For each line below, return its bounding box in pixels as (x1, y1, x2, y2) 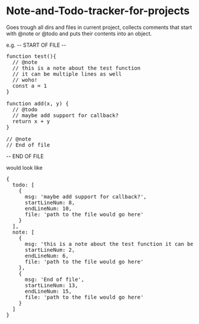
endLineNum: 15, (24, 288, 72, 294)
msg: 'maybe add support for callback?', (24, 193, 147, 200)
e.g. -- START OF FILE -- (6, 41, 67, 48)
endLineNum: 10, (24, 205, 72, 212)
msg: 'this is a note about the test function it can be (24, 241, 194, 247)
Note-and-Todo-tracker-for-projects (6, 4, 190, 18)
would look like (6, 164, 43, 171)
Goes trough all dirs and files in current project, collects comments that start (6, 24, 192, 31)
